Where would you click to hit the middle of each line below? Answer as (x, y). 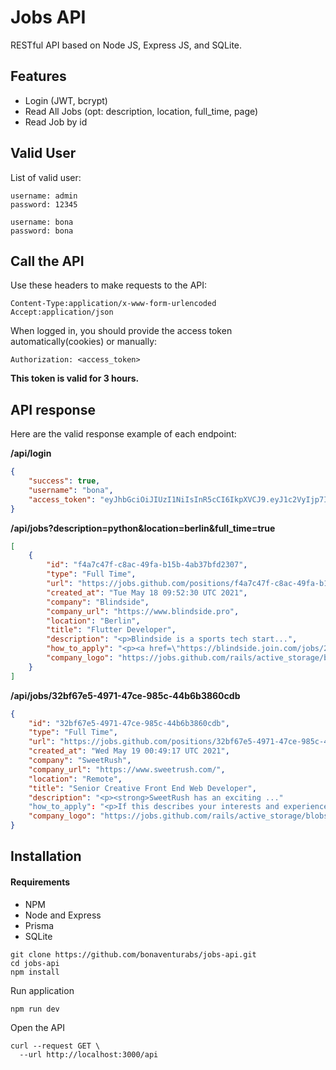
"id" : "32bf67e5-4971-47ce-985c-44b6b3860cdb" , (129, 723)
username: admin (44, 196)
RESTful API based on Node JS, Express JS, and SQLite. (126, 45)
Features (38, 76)
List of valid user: (46, 177)
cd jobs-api (35, 963)
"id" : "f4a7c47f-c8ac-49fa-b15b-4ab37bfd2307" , (147, 565)
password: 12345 (44, 204)
